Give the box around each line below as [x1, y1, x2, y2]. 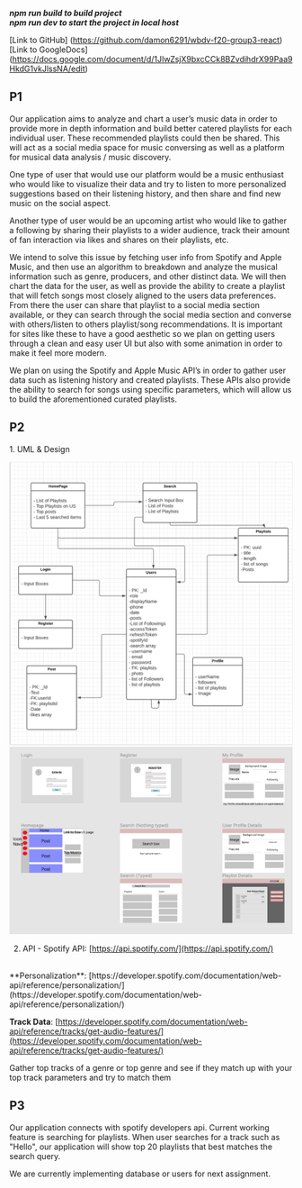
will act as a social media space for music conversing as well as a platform [9, 141, 285, 152]
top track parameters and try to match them [9, 1072, 172, 1083]
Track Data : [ [9, 1016, 58, 1027]
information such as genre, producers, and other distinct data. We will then [9, 270, 287, 282]
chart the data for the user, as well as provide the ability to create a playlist [9, 280, 286, 291]
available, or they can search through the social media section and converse [9, 309, 292, 320]
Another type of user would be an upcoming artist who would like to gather [9, 215, 288, 226]
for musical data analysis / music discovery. [9, 151, 172, 162]
